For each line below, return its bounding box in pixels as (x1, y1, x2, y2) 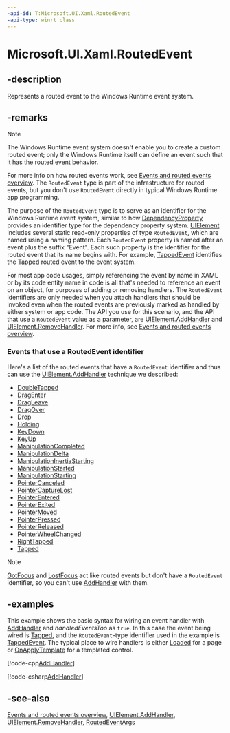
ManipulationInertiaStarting (16, 456, 95, 465)
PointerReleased (16, 522, 64, 530)
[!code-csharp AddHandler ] (7, 672, 84, 681)
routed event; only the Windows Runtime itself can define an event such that (7, 151, 223, 159)
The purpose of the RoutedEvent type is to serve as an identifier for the (7, 207, 207, 215)
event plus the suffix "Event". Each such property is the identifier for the (7, 243, 211, 251)
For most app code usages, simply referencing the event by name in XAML (7, 271, 218, 280)
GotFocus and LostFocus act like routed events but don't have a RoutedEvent (7, 571, 223, 579)
